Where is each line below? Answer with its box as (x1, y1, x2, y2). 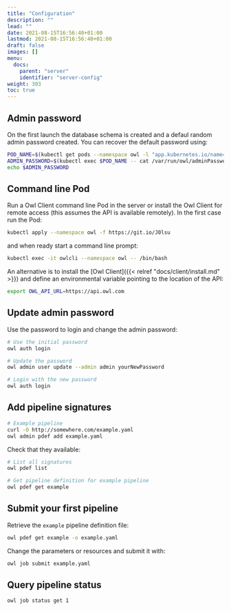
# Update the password (7, 357, 72, 365)
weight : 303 (7, 81, 41, 87)
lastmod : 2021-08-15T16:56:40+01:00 (7, 36, 112, 43)
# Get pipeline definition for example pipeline (7, 478, 149, 484)
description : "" (7, 17, 54, 23)
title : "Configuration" (7, 10, 76, 17)
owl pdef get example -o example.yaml (7, 534, 118, 541)
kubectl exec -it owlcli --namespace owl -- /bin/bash (7, 255, 168, 262)
